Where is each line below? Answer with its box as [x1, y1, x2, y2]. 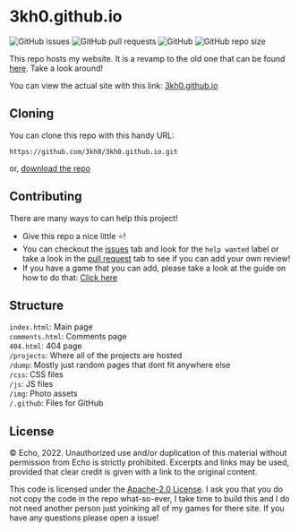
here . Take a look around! [9, 63, 103, 73]
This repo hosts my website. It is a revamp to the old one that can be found [9, 53, 286, 64]
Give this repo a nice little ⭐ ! [21, 230, 126, 241]
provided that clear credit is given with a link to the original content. [9, 467, 258, 477]
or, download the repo [9, 163, 91, 174]
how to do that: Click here [21, 271, 118, 283]
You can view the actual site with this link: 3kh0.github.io [9, 80, 218, 90]
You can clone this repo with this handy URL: [9, 130, 175, 141]
